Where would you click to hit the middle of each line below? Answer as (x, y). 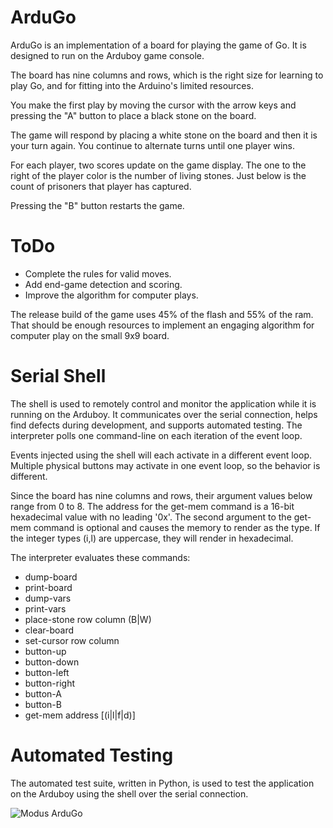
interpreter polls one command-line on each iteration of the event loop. (156, 435)
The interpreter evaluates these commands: (100, 557)
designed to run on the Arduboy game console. (107, 55)
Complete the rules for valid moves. (98, 273)
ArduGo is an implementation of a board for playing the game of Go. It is (158, 45)
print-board (48, 587)
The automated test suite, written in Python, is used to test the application (162, 783)
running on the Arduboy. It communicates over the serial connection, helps (164, 414)
